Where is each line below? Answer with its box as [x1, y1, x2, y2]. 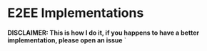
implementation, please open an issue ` [7, 35, 127, 44]
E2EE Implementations [7, 5, 144, 21]
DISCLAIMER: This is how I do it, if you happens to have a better [7, 28, 200, 37]
